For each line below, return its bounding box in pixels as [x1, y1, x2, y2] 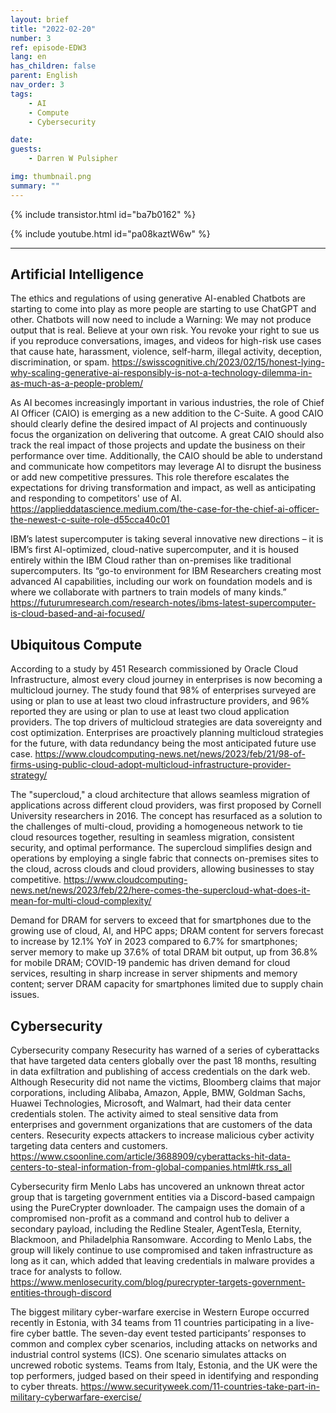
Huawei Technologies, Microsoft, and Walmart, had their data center [10, 1097, 292, 1110]
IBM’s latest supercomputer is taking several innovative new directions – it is [10, 533, 324, 545]
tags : [10, 89, 33, 99]
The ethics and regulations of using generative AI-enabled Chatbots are [10, 292, 306, 305]
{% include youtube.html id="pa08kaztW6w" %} [10, 227, 211, 240]
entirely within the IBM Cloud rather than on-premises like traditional [10, 554, 292, 566]
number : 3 [10, 33, 52, 43]
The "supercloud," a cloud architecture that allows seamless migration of [10, 789, 311, 801]
